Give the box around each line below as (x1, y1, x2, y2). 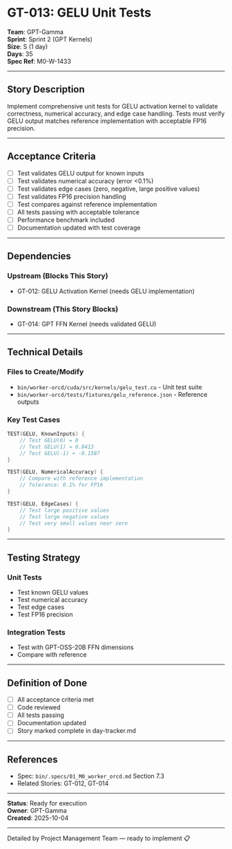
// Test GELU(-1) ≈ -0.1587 (19, 449, 100, 457)
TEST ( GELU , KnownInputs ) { (7, 431, 85, 438)
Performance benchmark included (17, 216, 115, 224)
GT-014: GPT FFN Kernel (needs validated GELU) (17, 320, 157, 328)
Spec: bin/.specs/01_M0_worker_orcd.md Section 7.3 (17, 772, 164, 781)
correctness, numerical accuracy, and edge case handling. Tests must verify (7, 109, 225, 118)
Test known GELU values (17, 588, 88, 596)
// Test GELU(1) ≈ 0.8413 (19, 443, 95, 450)
